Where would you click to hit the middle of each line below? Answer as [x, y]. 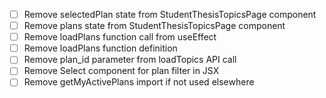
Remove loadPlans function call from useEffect [120, 37]
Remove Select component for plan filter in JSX [121, 71]
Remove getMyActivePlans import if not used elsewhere [139, 82]
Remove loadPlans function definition [100, 48]
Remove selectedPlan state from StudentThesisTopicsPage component [170, 14]
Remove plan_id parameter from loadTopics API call [130, 60]
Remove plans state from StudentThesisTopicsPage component [154, 26]
